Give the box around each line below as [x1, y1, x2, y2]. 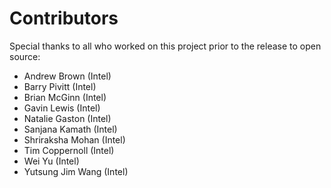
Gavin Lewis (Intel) [23, 102, 101, 114]
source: [9, 50, 41, 62]
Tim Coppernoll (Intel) [23, 144, 115, 156]
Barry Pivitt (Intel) [23, 80, 97, 92]
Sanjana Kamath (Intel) [23, 123, 118, 135]
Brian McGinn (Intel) [23, 91, 107, 103]
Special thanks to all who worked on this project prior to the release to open [9, 40, 322, 52]
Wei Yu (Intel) [23, 155, 80, 167]
